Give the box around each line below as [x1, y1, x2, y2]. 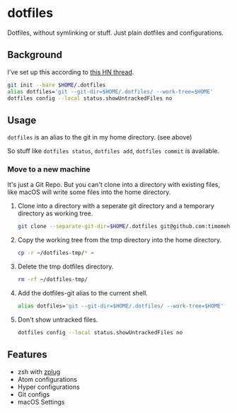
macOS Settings [17, 397, 65, 406]
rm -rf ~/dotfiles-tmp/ [17, 276, 88, 283]
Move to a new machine [7, 164, 91, 174]
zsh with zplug [17, 367, 61, 376]
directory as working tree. [17, 209, 93, 217]
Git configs [17, 390, 50, 398]
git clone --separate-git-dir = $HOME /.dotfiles [17, 223, 158, 230]
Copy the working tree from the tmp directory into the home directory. [17, 236, 221, 244]
